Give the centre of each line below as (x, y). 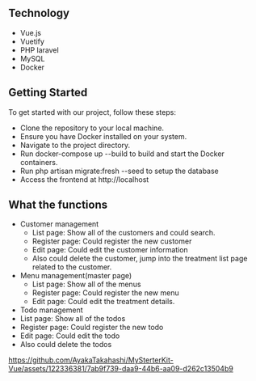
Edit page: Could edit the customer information (110, 250)
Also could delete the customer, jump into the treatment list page (140, 259)
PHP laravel (39, 50)
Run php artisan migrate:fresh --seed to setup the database (120, 171)
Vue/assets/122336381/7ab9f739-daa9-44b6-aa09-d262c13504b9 (121, 369)
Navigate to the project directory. (75, 145)
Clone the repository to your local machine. (92, 128)
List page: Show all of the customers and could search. (124, 233)
